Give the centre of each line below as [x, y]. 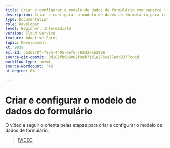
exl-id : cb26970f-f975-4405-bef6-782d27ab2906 [55, 52]
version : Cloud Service [30, 33]
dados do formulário [49, 111]
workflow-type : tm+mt [28, 62]
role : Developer [22, 24]
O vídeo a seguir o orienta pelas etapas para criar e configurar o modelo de [84, 125]
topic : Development [26, 43]
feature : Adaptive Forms [31, 38]
